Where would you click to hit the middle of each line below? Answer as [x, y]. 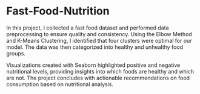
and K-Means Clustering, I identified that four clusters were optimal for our [99, 40]
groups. [16, 53]
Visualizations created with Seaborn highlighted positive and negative [93, 65]
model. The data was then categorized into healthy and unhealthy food [95, 47]
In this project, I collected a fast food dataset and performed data [88, 28]
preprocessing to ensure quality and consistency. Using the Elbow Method [99, 34]
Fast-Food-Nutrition [58, 11]
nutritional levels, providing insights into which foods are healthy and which [100, 71]
